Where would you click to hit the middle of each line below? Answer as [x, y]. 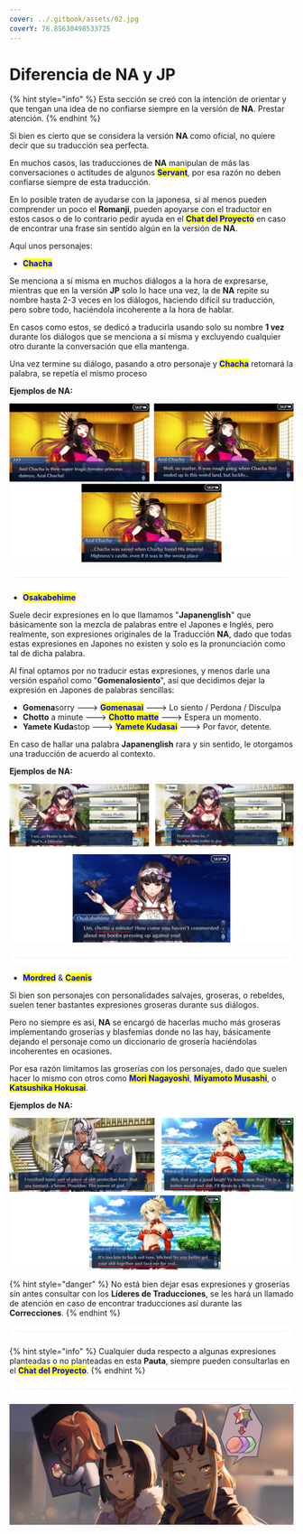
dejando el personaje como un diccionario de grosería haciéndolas [133, 1042]
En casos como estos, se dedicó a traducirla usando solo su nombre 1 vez [147, 327]
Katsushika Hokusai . [49, 1088]
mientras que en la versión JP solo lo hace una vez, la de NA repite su [139, 291]
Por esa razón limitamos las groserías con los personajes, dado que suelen [148, 1069]
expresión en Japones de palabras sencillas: [92, 690]
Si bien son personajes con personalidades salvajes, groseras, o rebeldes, [147, 995]
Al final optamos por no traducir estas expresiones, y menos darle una [140, 671]
